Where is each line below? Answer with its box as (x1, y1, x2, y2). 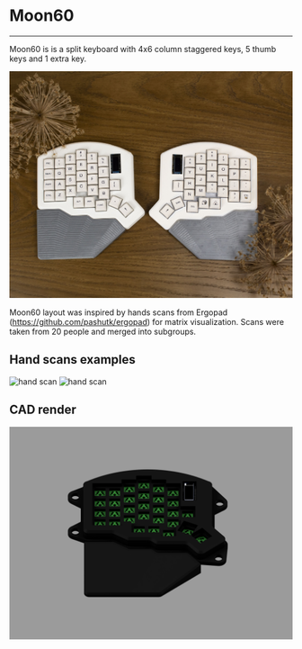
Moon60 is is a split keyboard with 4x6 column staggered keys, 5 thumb (9, 43, 277, 54)
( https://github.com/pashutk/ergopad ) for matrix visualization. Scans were (9, 317, 285, 328)
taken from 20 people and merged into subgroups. (9, 326, 196, 338)
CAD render (9, 402, 76, 418)
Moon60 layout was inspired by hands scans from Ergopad (9, 307, 228, 318)
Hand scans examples (9, 352, 137, 367)
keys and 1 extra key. (9, 53, 87, 64)
